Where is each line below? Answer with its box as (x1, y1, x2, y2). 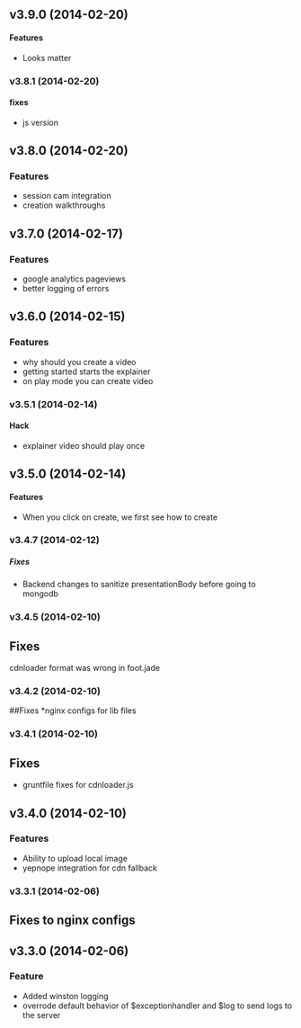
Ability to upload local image (22, 853, 128, 863)
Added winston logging (22, 990, 110, 1001)
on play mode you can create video (22, 375, 154, 386)
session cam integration (22, 191, 111, 201)
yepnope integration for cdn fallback (22, 863, 158, 873)
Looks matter (22, 52, 72, 63)
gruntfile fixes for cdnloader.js (22, 780, 134, 791)
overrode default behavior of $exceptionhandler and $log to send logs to (22, 1000, 293, 1011)
